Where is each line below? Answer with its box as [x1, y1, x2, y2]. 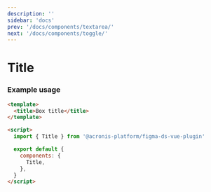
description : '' [7, 10, 55, 18]
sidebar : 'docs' [7, 17, 55, 24]
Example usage [7, 85, 61, 95]
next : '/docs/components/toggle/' [7, 29, 109, 37]
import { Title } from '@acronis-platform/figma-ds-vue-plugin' [13, 133, 205, 140]
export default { [13, 146, 64, 153]
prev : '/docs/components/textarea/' [7, 23, 114, 30]
